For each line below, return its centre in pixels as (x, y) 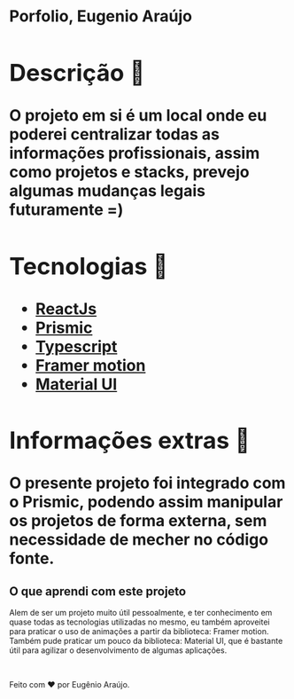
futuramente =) (66, 209)
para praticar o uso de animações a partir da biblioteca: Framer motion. (139, 631)
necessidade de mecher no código (139, 540)
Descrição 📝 (77, 72)
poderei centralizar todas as (114, 134)
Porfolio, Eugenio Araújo (101, 16)
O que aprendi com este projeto (98, 591)
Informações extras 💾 (130, 440)
